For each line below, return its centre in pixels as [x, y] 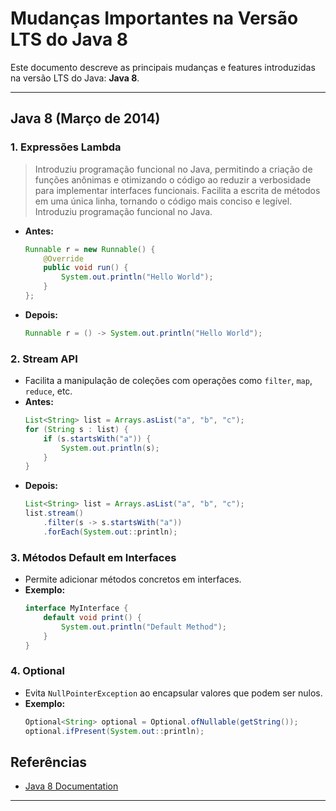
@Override [63, 258]
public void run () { [86, 268]
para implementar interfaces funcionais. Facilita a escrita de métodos [177, 190]
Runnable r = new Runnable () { [90, 249]
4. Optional [37, 671]
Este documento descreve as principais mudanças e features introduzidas [163, 67]
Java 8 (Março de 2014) [85, 118]
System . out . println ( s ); [110, 448]
